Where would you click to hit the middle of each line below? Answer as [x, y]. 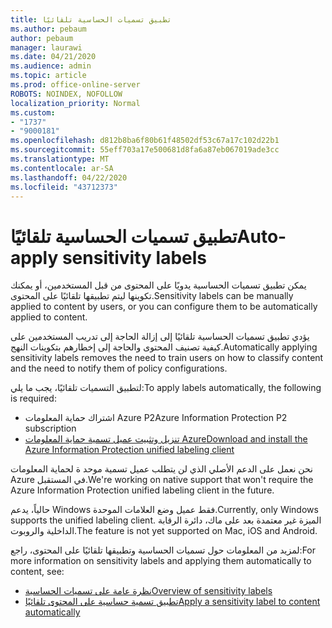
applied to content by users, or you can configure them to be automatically [164, 307]
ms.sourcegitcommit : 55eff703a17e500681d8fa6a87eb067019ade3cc [145, 150]
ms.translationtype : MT [60, 159]
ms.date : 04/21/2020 [53, 57]
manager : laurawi [46, 47]
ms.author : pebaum [48, 29]
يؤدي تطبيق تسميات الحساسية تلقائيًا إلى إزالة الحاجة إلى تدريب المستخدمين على [160, 337]
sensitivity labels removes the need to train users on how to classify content [167, 358]
